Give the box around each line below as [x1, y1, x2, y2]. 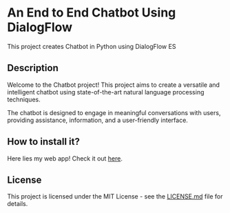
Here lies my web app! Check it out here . [7, 154, 123, 163]
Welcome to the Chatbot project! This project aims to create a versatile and [7, 81, 220, 89]
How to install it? [7, 136, 81, 148]
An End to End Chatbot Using [7, 5, 176, 21]
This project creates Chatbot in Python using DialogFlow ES [7, 42, 176, 50]
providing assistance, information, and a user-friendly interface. [7, 116, 188, 124]
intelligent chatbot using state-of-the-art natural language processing [7, 88, 205, 96]
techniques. [7, 95, 41, 103]
